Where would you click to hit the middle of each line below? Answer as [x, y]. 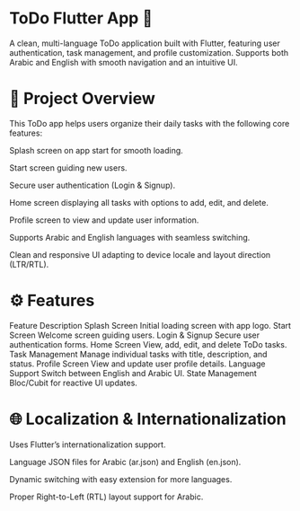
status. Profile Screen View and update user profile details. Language [137, 364]
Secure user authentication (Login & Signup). [93, 185]
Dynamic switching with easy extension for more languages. [121, 479]
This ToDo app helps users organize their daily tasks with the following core [150, 123]
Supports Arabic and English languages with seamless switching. [130, 237]
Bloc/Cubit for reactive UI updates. [73, 383]
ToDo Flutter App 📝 [81, 18]
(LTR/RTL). [29, 264]
